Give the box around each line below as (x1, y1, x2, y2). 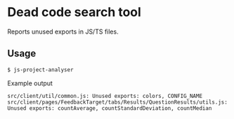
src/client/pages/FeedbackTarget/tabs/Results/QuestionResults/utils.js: (7, 99, 228, 106)
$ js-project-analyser (7, 66, 74, 73)
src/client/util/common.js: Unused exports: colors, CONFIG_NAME (7, 92, 202, 99)
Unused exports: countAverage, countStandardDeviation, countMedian (7, 104, 212, 112)
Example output (7, 78, 53, 87)
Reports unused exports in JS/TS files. (7, 27, 119, 36)
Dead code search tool (7, 4, 142, 20)
